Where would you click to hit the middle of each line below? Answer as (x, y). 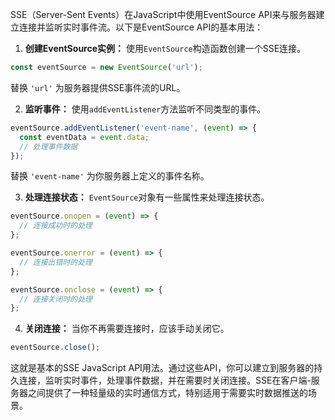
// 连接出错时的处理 (56, 262)
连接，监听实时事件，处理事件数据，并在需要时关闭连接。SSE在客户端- (165, 380)
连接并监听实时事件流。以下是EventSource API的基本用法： (141, 27)
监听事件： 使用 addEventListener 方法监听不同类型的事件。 (145, 109)
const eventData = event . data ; (84, 137)
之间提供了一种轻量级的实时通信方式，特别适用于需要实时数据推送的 (167, 393)
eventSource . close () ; (55, 348)
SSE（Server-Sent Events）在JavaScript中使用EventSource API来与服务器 (163, 14)
